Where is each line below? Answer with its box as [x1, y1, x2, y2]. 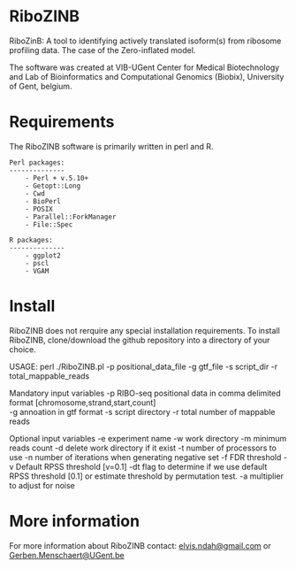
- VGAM [25, 266, 49, 275]
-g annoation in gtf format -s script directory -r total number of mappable [9, 406, 276, 417]
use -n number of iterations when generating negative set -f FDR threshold [9, 451, 282, 462]
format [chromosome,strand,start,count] [9, 396, 156, 408]
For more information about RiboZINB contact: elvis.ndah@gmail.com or [9, 540, 271, 550]
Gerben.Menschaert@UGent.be [9, 550, 125, 560]
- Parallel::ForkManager [25, 212, 117, 221]
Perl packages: [9, 158, 65, 167]
